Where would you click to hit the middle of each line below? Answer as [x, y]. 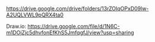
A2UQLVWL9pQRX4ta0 [35, 15]
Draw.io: [16, 26]
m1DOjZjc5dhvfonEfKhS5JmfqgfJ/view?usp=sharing [70, 33]
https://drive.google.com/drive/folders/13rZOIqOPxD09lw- [77, 9]
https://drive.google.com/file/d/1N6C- [74, 26]
